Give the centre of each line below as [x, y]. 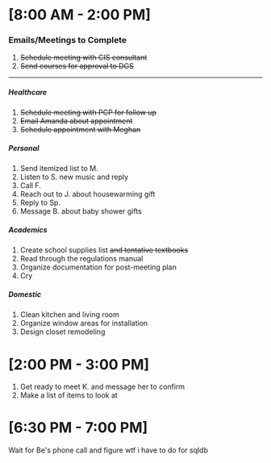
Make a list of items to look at [69, 395]
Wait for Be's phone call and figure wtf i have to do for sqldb [108, 450]
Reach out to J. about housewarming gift [88, 194]
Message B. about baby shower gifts [81, 211]
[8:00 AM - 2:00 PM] [80, 15]
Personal [24, 148]
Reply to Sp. [40, 202]
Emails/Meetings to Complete [68, 40]
